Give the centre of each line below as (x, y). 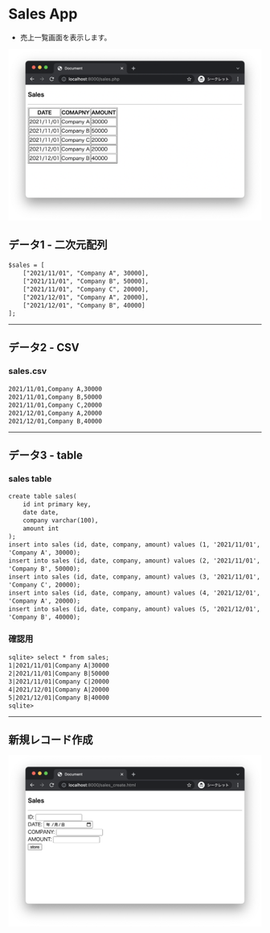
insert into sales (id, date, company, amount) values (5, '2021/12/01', (135, 609)
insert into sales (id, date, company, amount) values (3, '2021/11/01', (135, 577)
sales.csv (28, 371)
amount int (41, 529)
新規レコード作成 (51, 739)
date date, (41, 512)
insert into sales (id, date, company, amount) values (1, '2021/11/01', (135, 545)
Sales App (43, 14)
